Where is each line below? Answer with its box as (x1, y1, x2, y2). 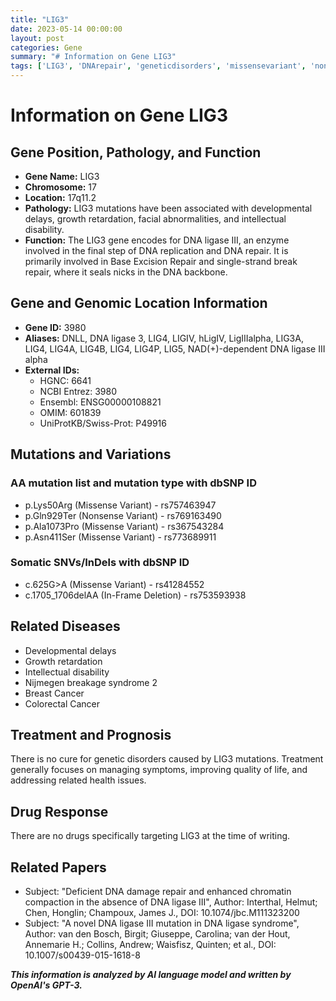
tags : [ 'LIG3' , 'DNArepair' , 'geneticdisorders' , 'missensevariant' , (10, 61, 307, 71)
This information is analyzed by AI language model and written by (10, 969, 292, 981)
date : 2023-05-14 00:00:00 (10, 24, 123, 34)
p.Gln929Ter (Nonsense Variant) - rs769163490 (24, 509, 222, 521)
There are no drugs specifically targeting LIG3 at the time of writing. (10, 830, 291, 842)
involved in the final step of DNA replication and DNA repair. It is (24, 245, 289, 256)
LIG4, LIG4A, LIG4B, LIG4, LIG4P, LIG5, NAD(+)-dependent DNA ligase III (24, 342, 326, 355)
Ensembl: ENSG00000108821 (39, 396, 162, 408)
